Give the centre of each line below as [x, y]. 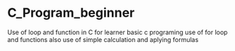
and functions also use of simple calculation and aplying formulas [103, 39]
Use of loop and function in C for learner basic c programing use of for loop [117, 32]
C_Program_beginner [71, 13]
